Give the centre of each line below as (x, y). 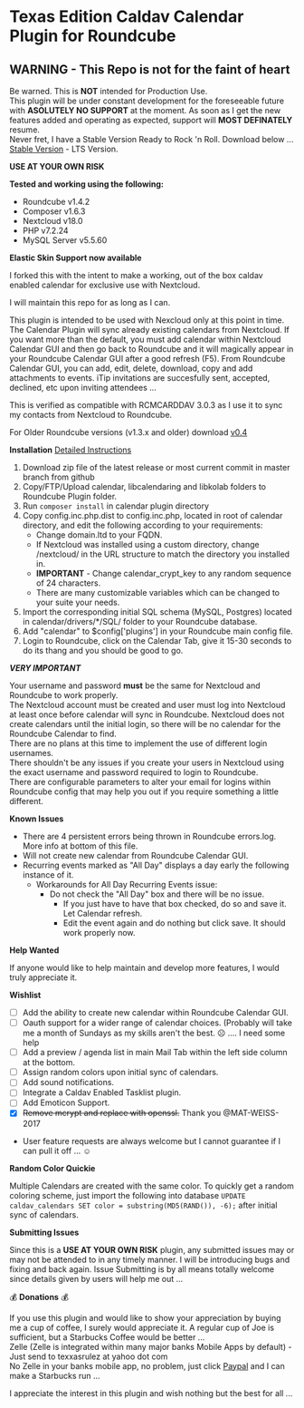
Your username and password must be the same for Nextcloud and (135, 685)
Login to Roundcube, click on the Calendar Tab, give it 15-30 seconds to (157, 641)
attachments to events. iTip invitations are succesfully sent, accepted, (140, 378)
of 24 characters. (68, 583)
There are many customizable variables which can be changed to (158, 592)
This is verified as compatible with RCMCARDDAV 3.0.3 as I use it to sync (146, 405)
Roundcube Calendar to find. (63, 733)
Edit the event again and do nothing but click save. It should (174, 923)
